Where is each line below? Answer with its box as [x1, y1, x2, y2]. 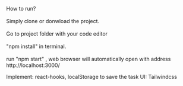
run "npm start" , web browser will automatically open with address [6, 56, 171, 62]
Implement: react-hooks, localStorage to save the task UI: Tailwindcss [6, 74, 177, 80]
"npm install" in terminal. [6, 43, 67, 50]
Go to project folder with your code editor [6, 30, 108, 37]
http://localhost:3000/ [6, 62, 61, 69]
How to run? [6, 5, 36, 12]
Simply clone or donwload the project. [6, 18, 100, 24]
